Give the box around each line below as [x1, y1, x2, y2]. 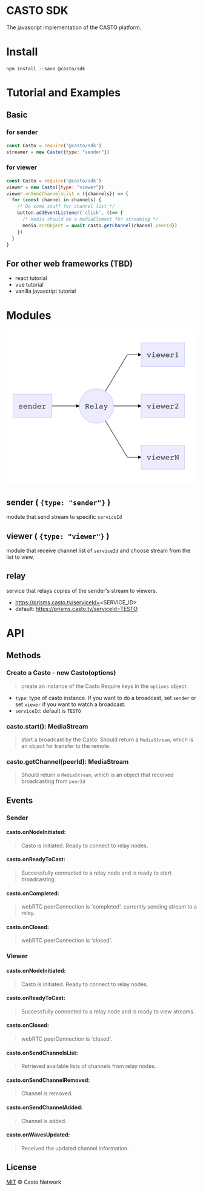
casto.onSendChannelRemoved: [6, 1076, 90, 1084]
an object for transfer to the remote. [21, 742, 111, 749]
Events [6, 795, 33, 806]
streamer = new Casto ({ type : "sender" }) [6, 149, 110, 155]
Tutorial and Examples [6, 86, 121, 100]
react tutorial [15, 275, 47, 282]
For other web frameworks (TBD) [6, 258, 133, 269]
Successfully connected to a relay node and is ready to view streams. [21, 1007, 195, 1015]
